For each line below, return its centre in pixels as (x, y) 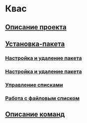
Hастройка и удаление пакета (43, 58)
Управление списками (34, 85)
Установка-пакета (35, 44)
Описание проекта (36, 27)
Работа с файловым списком (43, 98)
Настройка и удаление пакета (43, 71)
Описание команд (35, 114)
